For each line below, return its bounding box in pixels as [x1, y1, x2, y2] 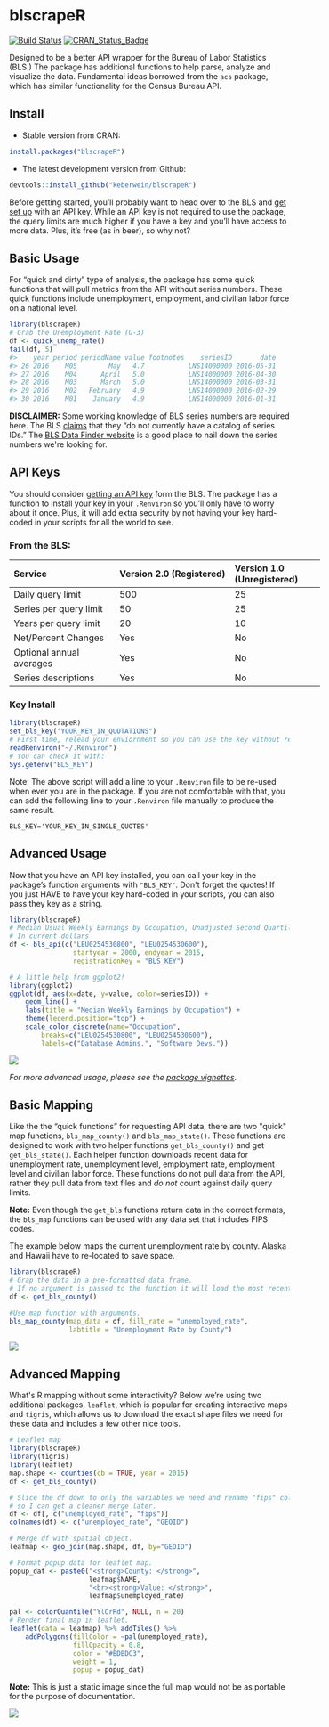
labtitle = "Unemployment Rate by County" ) [68, 1324, 233, 1334]
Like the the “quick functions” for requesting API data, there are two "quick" [9, 1121, 287, 1132]
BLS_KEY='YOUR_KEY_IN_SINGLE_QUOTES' [9, 821, 149, 831]
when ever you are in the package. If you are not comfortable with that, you [9, 786, 285, 796]
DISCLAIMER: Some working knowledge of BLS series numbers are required [9, 411, 290, 421]
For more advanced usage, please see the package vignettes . [9, 1071, 237, 1082]
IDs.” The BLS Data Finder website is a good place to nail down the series [9, 429, 278, 441]
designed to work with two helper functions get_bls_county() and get [9, 1140, 265, 1151]
